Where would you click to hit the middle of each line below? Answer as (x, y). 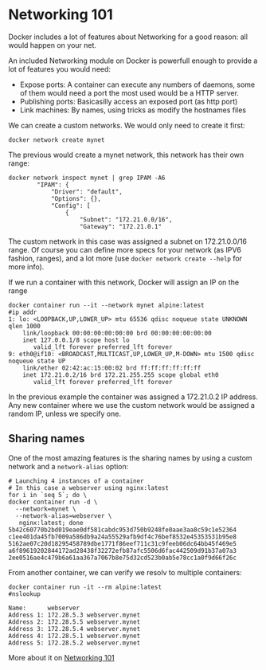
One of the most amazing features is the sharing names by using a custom (130, 458)
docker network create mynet (57, 140)
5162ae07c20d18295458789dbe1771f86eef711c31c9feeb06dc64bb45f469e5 (123, 543)
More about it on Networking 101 (62, 657)
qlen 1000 (25, 326)
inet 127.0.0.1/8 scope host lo (76, 340)
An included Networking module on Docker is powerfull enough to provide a (133, 61)
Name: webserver (44, 608)
